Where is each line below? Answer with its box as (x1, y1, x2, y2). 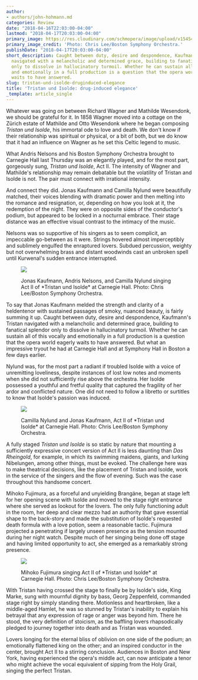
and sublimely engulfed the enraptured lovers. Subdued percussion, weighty (6, 242, 192, 249)
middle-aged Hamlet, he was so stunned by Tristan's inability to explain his (6, 605, 189, 612)
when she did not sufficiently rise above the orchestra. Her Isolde (6, 375, 165, 382)
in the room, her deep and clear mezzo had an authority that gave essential (6, 509, 189, 516)
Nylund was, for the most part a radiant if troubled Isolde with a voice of (6, 363, 181, 370)
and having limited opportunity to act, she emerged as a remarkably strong (6, 540, 188, 547)
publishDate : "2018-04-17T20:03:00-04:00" (6, 47, 112, 53)
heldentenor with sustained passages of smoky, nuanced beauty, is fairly (6, 307, 184, 314)
